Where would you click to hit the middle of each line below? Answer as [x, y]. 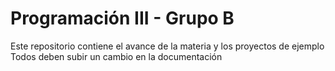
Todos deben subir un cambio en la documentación [116, 56]
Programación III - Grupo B [122, 18]
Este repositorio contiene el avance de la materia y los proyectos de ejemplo [167, 46]
